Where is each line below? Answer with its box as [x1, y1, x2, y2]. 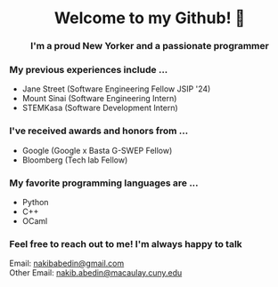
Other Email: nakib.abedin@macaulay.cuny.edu [9, 267, 183, 278]
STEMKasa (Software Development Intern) [21, 102, 178, 114]
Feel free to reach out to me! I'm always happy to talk [9, 237, 242, 250]
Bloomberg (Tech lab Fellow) [21, 155, 128, 165]
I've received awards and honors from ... [9, 124, 189, 137]
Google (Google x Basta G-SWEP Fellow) [21, 145, 173, 155]
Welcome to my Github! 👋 [53, 8, 246, 28]
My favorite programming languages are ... [9, 177, 199, 189]
